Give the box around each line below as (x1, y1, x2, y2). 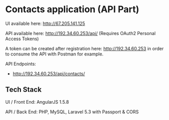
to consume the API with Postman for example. (5, 51, 104, 57)
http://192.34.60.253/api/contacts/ (12, 70, 86, 77)
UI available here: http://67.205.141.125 (5, 20, 86, 26)
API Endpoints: (5, 61, 37, 67)
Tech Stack (5, 85, 42, 94)
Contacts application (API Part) (5, 4, 139, 15)
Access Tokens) (5, 36, 39, 42)
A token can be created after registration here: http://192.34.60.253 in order (5, 45, 164, 51)
